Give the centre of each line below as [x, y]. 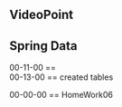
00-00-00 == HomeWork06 [61, 95]
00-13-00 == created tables [61, 77]
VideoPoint [42, 15]
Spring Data [43, 46]
